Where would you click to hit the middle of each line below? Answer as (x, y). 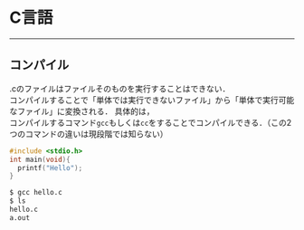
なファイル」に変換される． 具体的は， (82, 111)
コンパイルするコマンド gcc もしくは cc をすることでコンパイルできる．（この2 (151, 122)
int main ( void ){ (40, 159)
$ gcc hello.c (36, 193)
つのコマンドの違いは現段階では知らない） (89, 134)
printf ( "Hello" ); (50, 168)
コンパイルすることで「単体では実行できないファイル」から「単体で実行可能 (152, 100)
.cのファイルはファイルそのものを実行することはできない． (120, 88)
